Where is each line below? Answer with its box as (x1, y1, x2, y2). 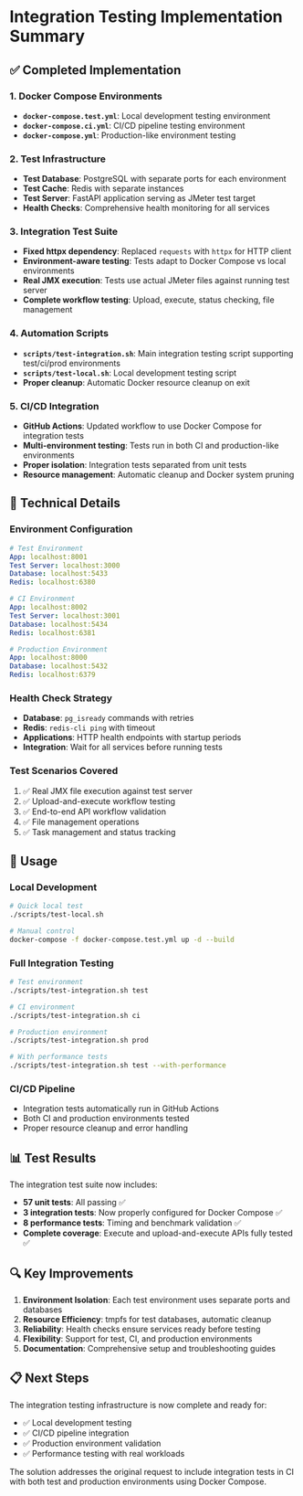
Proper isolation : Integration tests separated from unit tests (22, 460, 247, 471)
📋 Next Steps (9, 1371, 89, 1386)
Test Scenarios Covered (9, 765, 119, 778)
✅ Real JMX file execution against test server (22, 785, 193, 796)
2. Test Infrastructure (9, 153, 107, 165)
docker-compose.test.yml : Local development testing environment (22, 110, 271, 121)
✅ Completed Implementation (9, 62, 182, 78)
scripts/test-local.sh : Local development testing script (22, 367, 237, 378)
